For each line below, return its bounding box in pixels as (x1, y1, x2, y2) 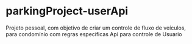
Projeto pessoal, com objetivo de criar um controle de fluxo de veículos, (5, 24, 187, 31)
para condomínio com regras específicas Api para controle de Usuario (5, 30, 182, 37)
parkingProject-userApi (5, 4, 129, 18)
